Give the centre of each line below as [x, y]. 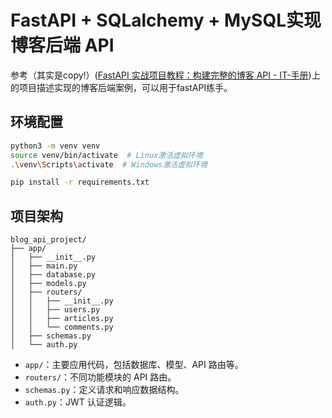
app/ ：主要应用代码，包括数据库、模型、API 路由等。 [134, 365]
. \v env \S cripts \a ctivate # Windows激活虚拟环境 [109, 164]
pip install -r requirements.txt [80, 182]
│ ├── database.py [53, 275]
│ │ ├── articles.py [62, 319]
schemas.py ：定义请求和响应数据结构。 [104, 390]
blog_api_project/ [48, 240]
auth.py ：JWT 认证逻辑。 [78, 402]
